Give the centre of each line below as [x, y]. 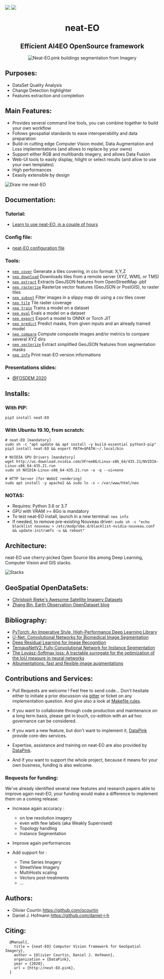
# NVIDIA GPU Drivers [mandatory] [40, 457]
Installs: [18, 393]
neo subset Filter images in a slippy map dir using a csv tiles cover [79, 297]
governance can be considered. [44, 721]
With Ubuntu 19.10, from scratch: [45, 430]
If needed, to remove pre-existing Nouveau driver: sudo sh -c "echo [81, 522]
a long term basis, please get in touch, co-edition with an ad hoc [77, 715]
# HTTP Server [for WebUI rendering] [44, 479]
